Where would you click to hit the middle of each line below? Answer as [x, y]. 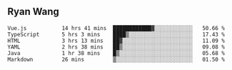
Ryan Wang [33, 12]
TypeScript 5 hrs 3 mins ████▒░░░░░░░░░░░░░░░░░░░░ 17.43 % [116, 34]
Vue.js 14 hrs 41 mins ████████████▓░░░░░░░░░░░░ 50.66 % [116, 28]
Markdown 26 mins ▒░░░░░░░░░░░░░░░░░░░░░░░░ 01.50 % [116, 59]
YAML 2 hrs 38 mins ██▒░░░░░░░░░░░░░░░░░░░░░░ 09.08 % [116, 47]
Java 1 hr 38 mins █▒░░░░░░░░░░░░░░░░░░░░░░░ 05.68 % [116, 53]
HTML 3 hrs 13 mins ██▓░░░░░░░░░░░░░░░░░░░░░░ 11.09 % [116, 41]
